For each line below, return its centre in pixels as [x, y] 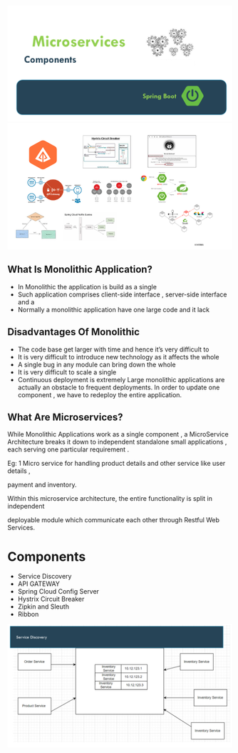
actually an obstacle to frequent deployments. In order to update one [119, 387]
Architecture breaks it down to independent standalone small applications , [117, 442]
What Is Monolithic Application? [80, 270]
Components [47, 557]
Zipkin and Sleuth [43, 607]
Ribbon [28, 614]
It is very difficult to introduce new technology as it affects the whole [118, 356]
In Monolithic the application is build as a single [87, 286]
